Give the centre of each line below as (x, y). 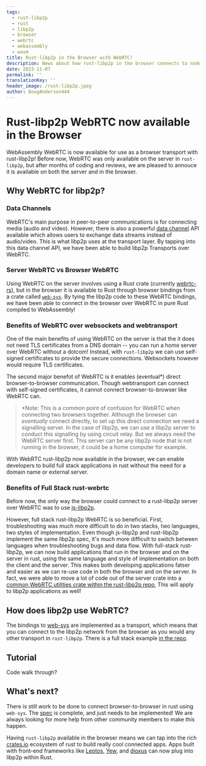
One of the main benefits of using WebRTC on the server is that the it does (101, 339)
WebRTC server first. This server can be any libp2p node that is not (106, 441)
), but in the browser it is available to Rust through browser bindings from (103, 290)
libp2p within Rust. (30, 757)
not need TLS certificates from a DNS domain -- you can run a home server (102, 345)
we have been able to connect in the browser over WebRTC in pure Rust (97, 303)
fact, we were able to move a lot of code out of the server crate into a (94, 578)
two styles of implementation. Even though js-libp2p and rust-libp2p (93, 533)
